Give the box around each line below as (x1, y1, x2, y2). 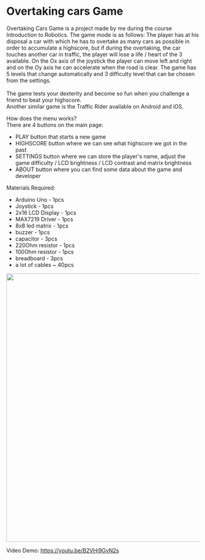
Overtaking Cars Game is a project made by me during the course (6, 25, 173, 32)
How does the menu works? (6, 115, 77, 122)
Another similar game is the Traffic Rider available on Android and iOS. (6, 102, 184, 110)
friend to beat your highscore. (6, 96, 81, 104)
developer (15, 172, 41, 179)
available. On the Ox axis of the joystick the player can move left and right (6, 57, 192, 64)
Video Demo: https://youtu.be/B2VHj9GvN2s (6, 547, 119, 554)
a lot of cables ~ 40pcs (15, 261, 74, 268)
